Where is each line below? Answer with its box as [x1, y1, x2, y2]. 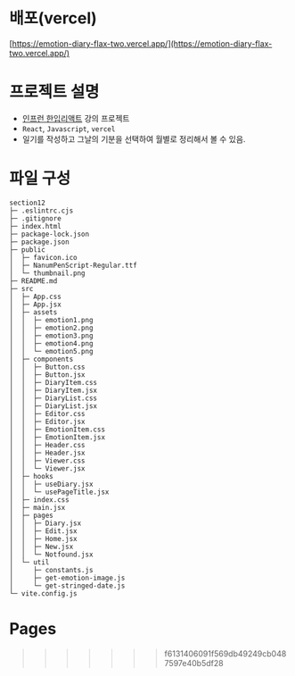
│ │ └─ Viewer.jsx [9, 463, 86, 473]
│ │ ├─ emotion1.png [9, 315, 94, 324]
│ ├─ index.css [9, 495, 70, 505]
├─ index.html [9, 221, 62, 230]
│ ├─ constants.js [9, 565, 94, 574]
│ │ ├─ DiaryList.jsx [9, 401, 98, 411]
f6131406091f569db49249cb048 [164, 648, 287, 659]
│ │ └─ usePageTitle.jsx [9, 488, 110, 497]
